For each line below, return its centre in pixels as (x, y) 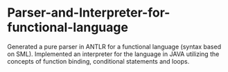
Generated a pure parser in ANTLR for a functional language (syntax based (114, 46)
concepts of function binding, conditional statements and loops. (98, 61)
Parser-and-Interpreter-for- (89, 13)
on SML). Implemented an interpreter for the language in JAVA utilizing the (113, 54)
